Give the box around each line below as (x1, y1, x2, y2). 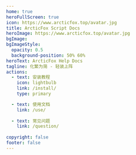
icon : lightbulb (16, 80, 57, 86)
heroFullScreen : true (6, 14, 59, 20)
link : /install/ (16, 85, 57, 91)
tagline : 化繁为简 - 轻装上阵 (6, 63, 74, 70)
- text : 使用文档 (11, 101, 51, 107)
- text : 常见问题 (11, 118, 51, 124)
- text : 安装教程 (11, 74, 51, 80)
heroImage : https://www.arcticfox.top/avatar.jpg (6, 31, 131, 37)
